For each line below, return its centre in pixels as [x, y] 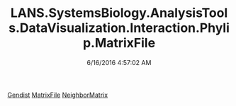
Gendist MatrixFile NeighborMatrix [58, 95]
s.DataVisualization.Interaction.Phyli [119, 28]
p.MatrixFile [119, 43]
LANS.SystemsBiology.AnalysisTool [119, 13]
